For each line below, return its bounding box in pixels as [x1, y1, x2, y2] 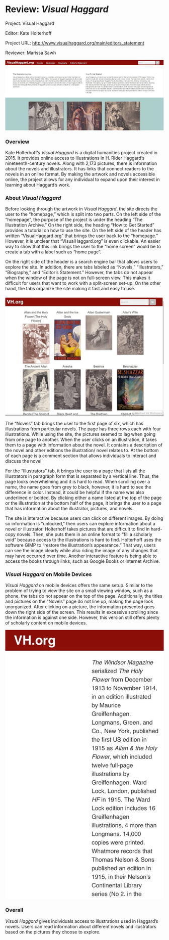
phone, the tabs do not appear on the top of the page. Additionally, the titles [5, 593, 162, 599]
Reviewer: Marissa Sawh [5, 50, 56, 56]
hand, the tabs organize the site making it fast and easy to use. [5, 286, 136, 292]
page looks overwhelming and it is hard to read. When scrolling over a [5, 478, 150, 484]
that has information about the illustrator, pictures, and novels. [5, 505, 134, 511]
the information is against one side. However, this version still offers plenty [5, 614, 160, 620]
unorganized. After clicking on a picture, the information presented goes [5, 603, 155, 610]
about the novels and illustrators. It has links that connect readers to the [5, 165, 154, 171]
